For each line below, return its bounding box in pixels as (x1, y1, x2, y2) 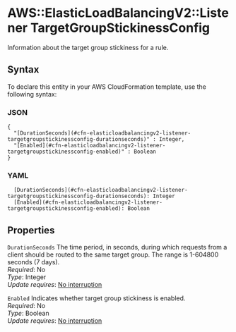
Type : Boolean (7, 309, 49, 318)
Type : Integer (7, 273, 47, 281)
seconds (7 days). (7, 258, 60, 266)
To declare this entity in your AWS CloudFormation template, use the (7, 82, 206, 91)
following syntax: (7, 90, 57, 98)
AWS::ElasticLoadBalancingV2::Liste (7, 5, 230, 21)
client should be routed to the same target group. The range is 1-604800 (7, 250, 219, 259)
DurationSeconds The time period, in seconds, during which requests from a (7, 243, 228, 252)
